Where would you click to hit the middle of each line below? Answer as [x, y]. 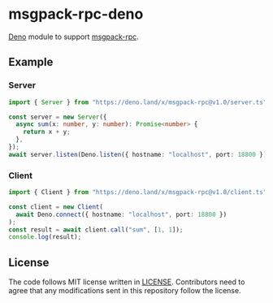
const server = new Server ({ [58, 117]
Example [31, 62]
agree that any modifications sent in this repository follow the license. [125, 291]
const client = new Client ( [56, 207]
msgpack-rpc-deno [76, 14]
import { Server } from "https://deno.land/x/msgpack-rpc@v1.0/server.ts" [138, 102]
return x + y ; [47, 132]
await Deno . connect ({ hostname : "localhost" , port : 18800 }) [121, 214]
